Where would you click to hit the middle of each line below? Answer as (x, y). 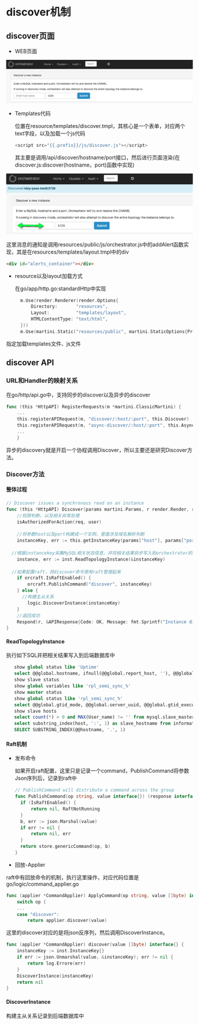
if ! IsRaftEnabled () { (48, 803)
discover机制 (38, 12)
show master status (38, 692)
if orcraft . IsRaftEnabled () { (54, 578)
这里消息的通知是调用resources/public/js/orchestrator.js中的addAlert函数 (95, 244)
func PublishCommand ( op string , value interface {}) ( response (93, 797)
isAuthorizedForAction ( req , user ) (59, 522)
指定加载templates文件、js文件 (44, 344)
